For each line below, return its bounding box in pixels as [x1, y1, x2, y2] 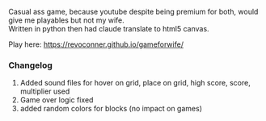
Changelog [8, 60, 53, 71]
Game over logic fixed [19, 95, 94, 105]
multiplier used [19, 86, 70, 96]
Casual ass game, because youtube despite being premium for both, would [8, 7, 259, 16]
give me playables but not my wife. [8, 15, 125, 25]
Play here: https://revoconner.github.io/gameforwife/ [8, 40, 184, 49]
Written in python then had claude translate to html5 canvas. [8, 24, 209, 33]
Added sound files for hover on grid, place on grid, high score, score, [19, 78, 251, 88]
